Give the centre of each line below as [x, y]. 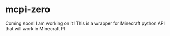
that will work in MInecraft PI [35, 28]
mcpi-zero [28, 9]
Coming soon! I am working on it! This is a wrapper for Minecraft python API [85, 23]
